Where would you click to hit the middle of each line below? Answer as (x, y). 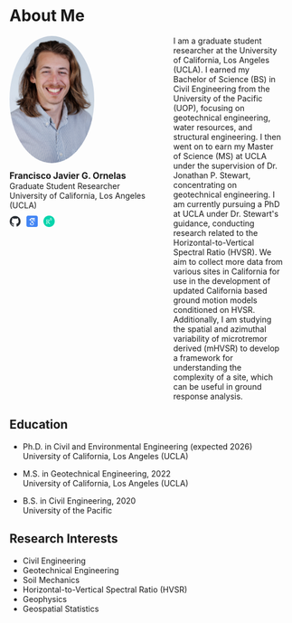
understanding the (207, 367)
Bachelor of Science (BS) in (224, 79)
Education (39, 425)
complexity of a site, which (223, 377)
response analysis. (208, 396)
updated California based (221, 290)
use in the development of (222, 280)
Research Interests (64, 539)
